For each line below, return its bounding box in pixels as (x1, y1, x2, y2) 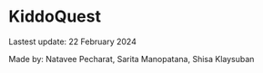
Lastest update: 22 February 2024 (8, 36, 137, 47)
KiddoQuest (8, 6, 102, 27)
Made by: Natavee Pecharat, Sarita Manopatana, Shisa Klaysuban (8, 53, 255, 64)
